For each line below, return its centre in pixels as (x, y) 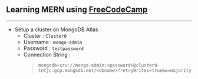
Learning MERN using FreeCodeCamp (77, 10)
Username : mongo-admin (53, 42)
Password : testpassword (54, 48)
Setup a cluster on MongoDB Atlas (56, 29)
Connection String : (47, 54)
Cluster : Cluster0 (45, 35)
